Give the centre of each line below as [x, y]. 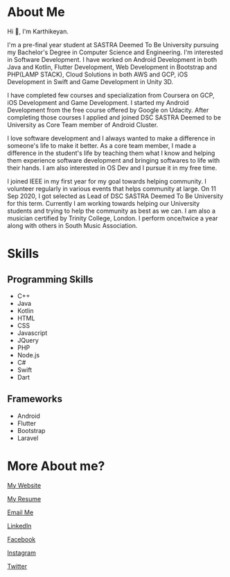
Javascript [32, 333]
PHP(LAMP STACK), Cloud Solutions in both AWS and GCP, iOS [98, 74]
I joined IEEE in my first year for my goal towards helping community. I [107, 181]
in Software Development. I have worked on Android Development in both [112, 59]
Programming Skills [50, 279]
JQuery [28, 340]
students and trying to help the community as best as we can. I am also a [112, 211]
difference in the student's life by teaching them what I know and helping [111, 153]
